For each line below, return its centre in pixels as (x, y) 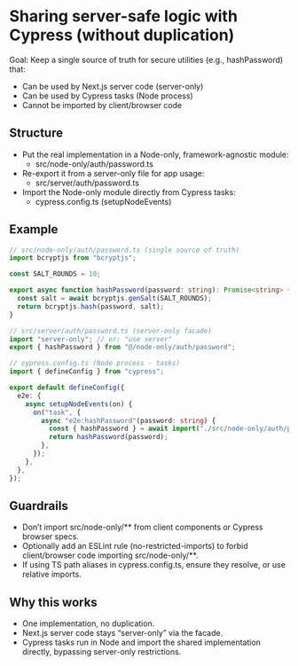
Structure (36, 133)
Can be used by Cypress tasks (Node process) (107, 96)
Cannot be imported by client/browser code (102, 105)
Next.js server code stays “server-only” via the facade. (122, 633)
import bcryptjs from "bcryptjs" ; (73, 258)
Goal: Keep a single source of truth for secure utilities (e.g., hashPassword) (146, 59)
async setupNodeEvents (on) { (79, 404)
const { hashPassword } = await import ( (124, 429)
